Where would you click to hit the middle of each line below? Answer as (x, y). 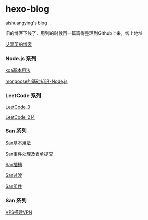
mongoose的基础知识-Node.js (36, 81)
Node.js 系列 (21, 58)
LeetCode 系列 (23, 96)
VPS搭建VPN (19, 212)
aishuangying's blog (26, 23)
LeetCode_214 (20, 117)
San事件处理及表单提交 (29, 154)
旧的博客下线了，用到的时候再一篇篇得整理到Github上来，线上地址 (74, 33)
